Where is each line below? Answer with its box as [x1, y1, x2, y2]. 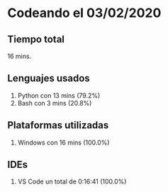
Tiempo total [7, 33, 65, 45]
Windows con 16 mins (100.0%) [17, 138, 110, 147]
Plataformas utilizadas [7, 119, 109, 132]
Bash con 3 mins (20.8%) [17, 98, 92, 107]
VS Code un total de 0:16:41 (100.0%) [17, 177, 127, 186]
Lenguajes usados [7, 72, 90, 84]
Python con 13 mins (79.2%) [17, 91, 101, 100]
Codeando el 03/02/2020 [7, 5, 162, 21]
